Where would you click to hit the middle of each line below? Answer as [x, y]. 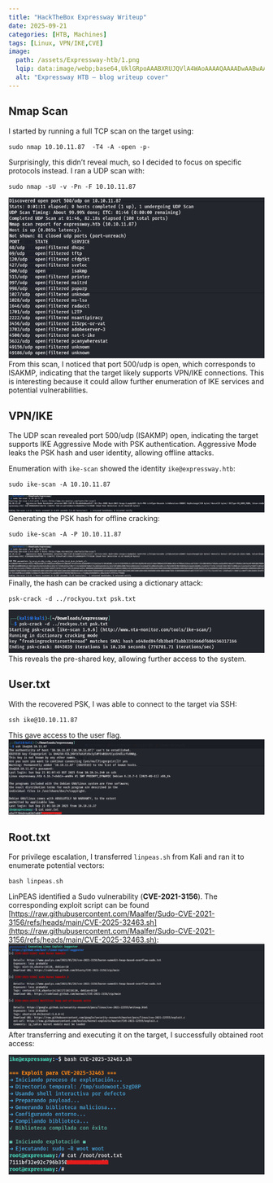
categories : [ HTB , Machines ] [58, 34]
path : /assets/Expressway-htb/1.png [78, 60]
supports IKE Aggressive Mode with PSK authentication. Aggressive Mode [133, 444]
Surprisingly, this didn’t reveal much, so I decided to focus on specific [125, 162]
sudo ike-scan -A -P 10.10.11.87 [65, 534]
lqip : [25, 69]
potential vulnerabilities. [48, 390]
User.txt [29, 684]
